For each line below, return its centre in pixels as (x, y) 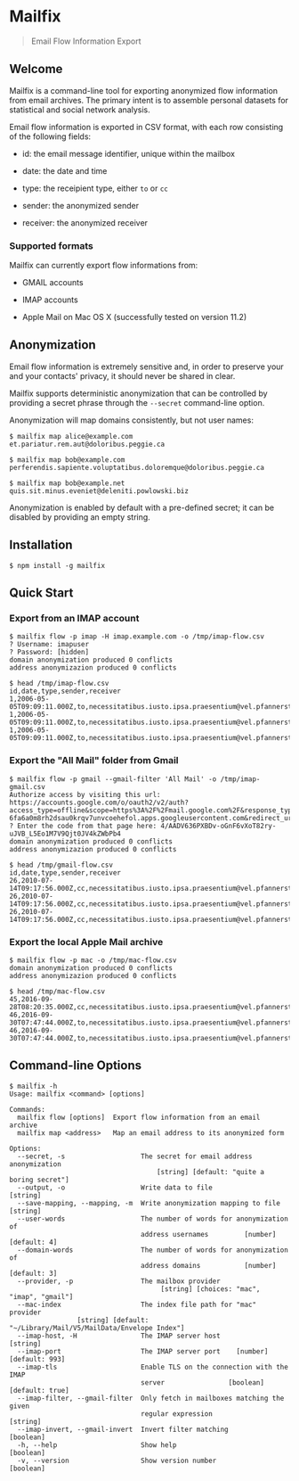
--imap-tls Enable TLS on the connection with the (153, 1367)
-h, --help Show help (97, 1445)
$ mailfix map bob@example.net (67, 483)
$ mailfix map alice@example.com (71, 436)
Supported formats (51, 245)
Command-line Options (76, 1066)
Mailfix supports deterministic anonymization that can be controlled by (139, 393)
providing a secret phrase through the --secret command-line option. (137, 402)
